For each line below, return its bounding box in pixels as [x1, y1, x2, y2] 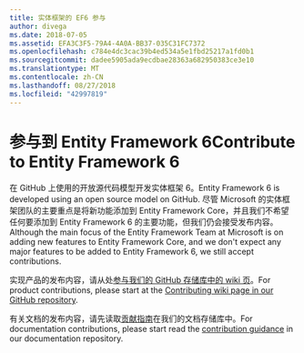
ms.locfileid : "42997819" [9, 89, 107, 98]
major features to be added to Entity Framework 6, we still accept [9, 247, 255, 257]
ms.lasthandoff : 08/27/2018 [9, 81, 117, 90]
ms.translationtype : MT [9, 65, 100, 74]
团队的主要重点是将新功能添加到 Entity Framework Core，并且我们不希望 [16, 206, 289, 217]
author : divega [9, 22, 67, 31]
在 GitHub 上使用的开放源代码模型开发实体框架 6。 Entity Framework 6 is [9, 183, 280, 194]
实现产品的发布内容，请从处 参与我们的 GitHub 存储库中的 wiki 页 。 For [9, 275, 271, 286]
